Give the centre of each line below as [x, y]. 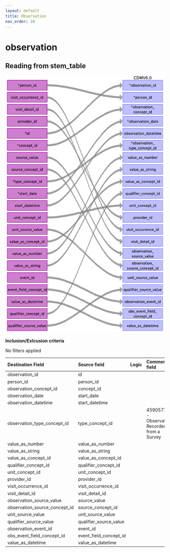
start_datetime [93, 403]
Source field [91, 364]
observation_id [23, 375]
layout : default [22, 11]
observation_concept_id [32, 388]
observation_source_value [34, 500]
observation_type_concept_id [38, 424]
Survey [154, 437]
